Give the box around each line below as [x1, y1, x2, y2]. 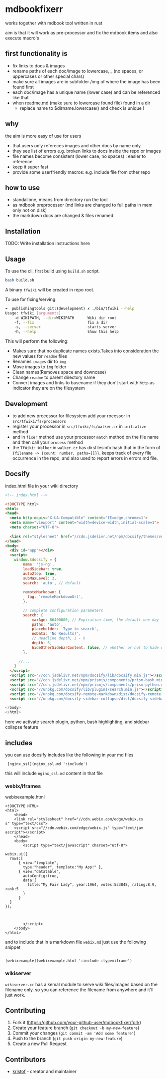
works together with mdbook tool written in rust [5, 20, 103, 26]
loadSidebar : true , [23, 566, 64, 571]
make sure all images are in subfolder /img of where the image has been [12, 78, 161, 84]
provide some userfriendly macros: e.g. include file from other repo [12, 169, 151, 175]
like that [12, 94, 29, 100]
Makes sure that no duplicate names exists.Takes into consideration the [12, 348, 159, 354]
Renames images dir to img [12, 358, 66, 365]
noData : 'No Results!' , [31, 631, 81, 636]
